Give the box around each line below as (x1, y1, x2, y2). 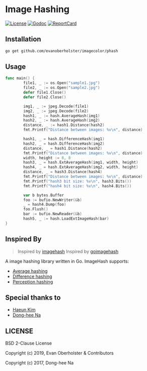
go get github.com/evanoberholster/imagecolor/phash (5, 48, 118, 54)
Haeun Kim (12, 307, 36, 313)
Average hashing (12, 268, 48, 274)
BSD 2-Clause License (5, 340, 52, 346)
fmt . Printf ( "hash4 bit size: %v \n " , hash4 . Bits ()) (23, 183, 132, 188)
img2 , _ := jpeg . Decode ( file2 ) (23, 108, 89, 113)
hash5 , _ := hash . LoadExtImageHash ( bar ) (23, 216, 109, 221)
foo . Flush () (23, 207, 49, 212)
